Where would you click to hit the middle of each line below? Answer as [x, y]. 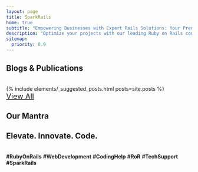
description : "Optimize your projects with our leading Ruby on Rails [95, 34]
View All [20, 96]
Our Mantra [27, 116]
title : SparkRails [29, 17]
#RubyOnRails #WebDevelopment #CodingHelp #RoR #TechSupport [92, 156]
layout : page [22, 11]
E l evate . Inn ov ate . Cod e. [52, 136]
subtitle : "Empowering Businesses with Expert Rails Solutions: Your [93, 28]
